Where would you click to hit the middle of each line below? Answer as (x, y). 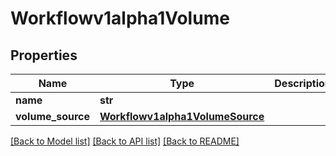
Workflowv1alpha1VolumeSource (182, 116)
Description (303, 83)
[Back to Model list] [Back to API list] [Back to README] (125, 141)
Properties (44, 55)
